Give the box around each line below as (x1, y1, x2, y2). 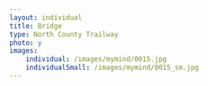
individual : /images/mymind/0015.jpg (25, 55, 167, 64)
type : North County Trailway (9, 30, 119, 39)
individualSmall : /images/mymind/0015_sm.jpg (25, 64, 200, 73)
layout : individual (9, 13, 83, 22)
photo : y (9, 38, 42, 47)
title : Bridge (9, 21, 63, 30)
